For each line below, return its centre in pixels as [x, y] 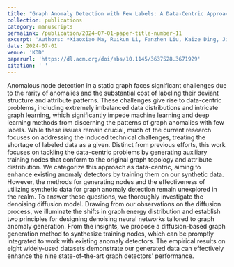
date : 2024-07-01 [32, 46]
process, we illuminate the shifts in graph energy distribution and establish [114, 211]
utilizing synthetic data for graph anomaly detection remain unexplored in [112, 189]
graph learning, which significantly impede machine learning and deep [108, 115]
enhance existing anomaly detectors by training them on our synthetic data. [116, 174]
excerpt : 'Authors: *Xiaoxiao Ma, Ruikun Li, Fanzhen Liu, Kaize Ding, [113, 40]
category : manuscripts [40, 26]
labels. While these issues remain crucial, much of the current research [109, 130]
